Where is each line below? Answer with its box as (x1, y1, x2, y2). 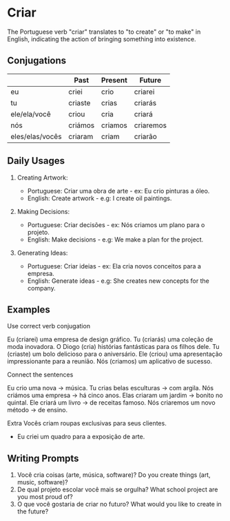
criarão (134, 131, 157, 141)
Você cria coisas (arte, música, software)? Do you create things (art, (17, 471, 211, 479)
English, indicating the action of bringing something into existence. (7, 34, 196, 43)
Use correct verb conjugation (7, 322, 91, 330)
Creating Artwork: (17, 173, 68, 182)
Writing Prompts (7, 452, 79, 464)
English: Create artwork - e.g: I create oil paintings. (27, 194, 172, 202)
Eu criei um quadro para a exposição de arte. (17, 432, 145, 441)
